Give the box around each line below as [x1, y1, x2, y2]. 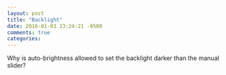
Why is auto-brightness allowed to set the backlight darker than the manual [7, 54, 220, 62]
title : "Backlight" [7, 16, 63, 23]
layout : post [7, 10, 45, 17]
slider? [7, 61, 26, 70]
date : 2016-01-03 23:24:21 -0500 [7, 22, 103, 29]
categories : [7, 35, 41, 42]
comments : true [7, 29, 51, 36]
